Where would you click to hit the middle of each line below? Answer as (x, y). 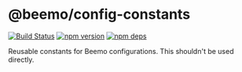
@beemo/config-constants (99, 14)
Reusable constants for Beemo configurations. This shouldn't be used (121, 51)
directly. (21, 59)
